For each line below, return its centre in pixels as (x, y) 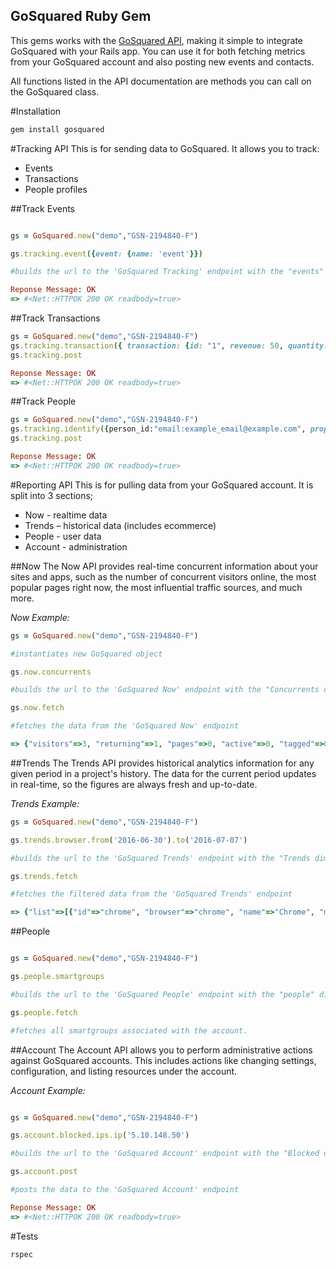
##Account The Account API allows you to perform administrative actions (161, 1050)
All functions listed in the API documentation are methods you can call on (161, 81)
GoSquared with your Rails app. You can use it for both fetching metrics (158, 51)
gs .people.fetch (44, 1012)
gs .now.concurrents (51, 672)
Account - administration (76, 546)
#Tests (24, 1236)
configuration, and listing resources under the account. (124, 1071)
